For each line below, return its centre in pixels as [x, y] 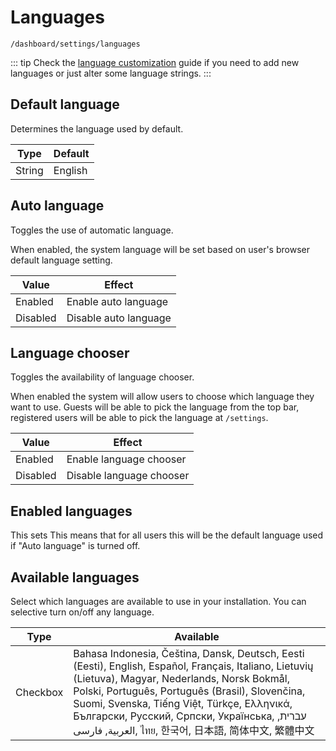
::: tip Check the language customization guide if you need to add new [155, 62]
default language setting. [61, 260]
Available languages [75, 577]
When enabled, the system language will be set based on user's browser [160, 249]
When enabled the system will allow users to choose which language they [162, 397]
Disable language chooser [128, 476]
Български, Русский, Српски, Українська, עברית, [190, 716]
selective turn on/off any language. [82, 612]
